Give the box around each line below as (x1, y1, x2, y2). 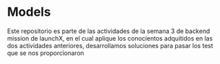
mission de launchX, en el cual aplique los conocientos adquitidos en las (7, 34, 213, 42)
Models (7, 4, 51, 20)
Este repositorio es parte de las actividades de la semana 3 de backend (7, 27, 210, 35)
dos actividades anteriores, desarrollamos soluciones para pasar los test (7, 41, 214, 50)
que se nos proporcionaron (7, 49, 85, 57)
